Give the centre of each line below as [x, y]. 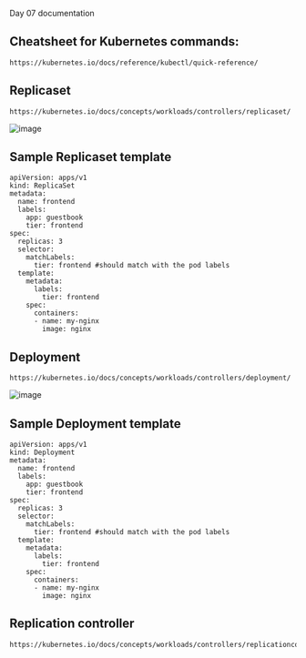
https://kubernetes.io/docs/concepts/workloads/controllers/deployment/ [150, 378]
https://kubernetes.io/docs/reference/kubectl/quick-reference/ [134, 63]
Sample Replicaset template [91, 157]
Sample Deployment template [95, 424]
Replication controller [72, 624]
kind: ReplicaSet [42, 186]
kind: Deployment [42, 453]
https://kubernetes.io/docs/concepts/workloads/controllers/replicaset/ [150, 111]
